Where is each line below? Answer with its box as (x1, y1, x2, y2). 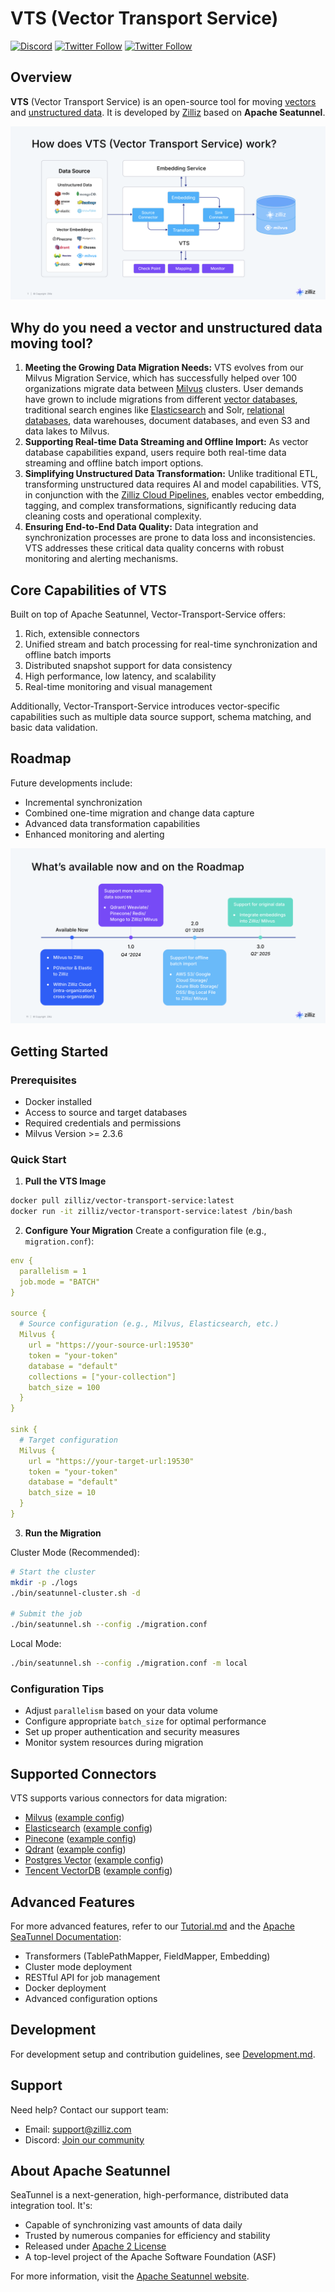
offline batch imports (24, 648, 112, 661)
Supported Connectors (10, 1765, 157, 1782)
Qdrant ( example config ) (24, 1843, 127, 1856)
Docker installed (24, 1096, 93, 1108)
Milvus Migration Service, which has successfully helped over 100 (24, 372, 298, 384)
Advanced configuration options (24, 1992, 158, 2004)
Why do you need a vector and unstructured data (10, 319, 323, 336)
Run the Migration (24, 1527, 102, 1539)
